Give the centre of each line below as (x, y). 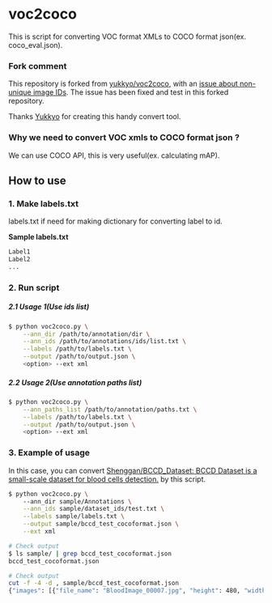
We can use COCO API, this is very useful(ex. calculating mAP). (114, 155)
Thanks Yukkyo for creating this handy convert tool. (95, 117)
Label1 (19, 252)
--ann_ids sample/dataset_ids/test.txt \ (93, 509)
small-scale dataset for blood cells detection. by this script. (107, 479)
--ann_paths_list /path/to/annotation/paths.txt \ (110, 410)
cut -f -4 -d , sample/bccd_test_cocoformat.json (94, 584)
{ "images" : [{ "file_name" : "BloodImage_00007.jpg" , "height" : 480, (125, 591)
